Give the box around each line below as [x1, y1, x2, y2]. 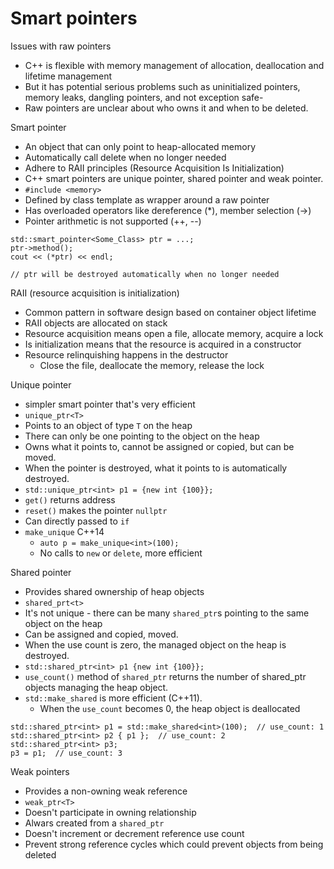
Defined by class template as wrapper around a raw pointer [24, 193, 270, 206]
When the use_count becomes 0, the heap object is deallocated [39, 702, 301, 714]
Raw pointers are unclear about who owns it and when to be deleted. [24, 102, 309, 114]
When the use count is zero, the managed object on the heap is [24, 638, 287, 651]
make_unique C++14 [24, 525, 105, 537]
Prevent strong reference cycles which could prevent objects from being [24, 838, 324, 850]
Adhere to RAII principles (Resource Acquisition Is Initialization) [24, 162, 285, 174]
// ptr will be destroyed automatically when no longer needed [10, 269, 280, 279]
